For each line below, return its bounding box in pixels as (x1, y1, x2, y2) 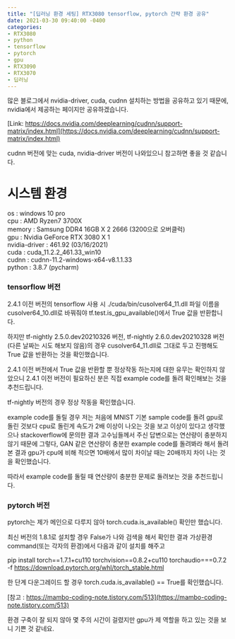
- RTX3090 (7, 63, 37, 70)
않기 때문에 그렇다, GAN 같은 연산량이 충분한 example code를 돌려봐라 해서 (7, 439, 216, 448)
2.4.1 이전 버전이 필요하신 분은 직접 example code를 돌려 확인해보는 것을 (25, 374, 227, 382)
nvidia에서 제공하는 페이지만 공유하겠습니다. (7, 105, 128, 114)
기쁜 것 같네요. (14, 624, 55, 633)
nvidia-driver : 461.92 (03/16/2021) (7, 241, 109, 249)
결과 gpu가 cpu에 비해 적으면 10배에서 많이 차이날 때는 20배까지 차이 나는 (14, 448, 219, 456)
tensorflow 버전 (7, 282, 61, 292)
